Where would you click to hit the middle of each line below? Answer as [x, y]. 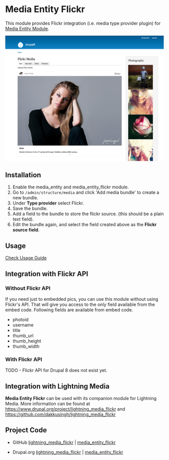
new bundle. [25, 198]
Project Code [26, 430]
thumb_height [27, 341]
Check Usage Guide [26, 258]
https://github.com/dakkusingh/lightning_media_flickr [61, 415]
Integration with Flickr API [47, 274]
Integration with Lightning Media [57, 386]
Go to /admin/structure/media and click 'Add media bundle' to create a [86, 192]
